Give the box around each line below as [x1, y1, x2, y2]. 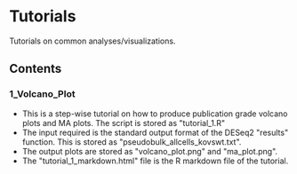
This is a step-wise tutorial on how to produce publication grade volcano [21, 108, 288, 119]
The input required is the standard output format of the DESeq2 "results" [21, 127, 289, 138]
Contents [9, 61, 62, 76]
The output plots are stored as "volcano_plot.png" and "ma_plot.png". [21, 146, 278, 156]
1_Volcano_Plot [9, 88, 76, 100]
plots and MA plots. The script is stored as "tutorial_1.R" [21, 117, 225, 128]
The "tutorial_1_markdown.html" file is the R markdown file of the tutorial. [21, 155, 289, 166]
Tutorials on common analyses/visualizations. [9, 36, 176, 46]
